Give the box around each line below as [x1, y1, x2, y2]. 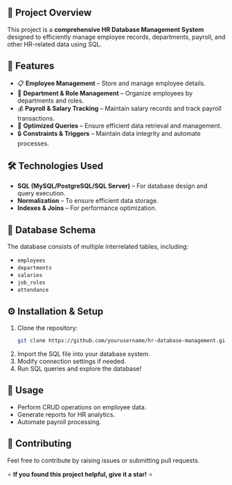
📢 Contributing [7, 438, 72, 450]
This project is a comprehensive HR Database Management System [7, 25, 204, 33]
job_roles [17, 279, 46, 286]
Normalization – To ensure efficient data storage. [17, 197, 159, 205]
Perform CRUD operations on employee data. [17, 403, 147, 411]
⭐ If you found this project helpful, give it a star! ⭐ [7, 470, 154, 478]
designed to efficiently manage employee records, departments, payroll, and [7, 33, 226, 41]
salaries [17, 272, 43, 279]
